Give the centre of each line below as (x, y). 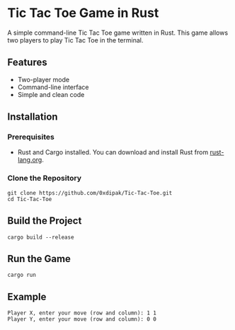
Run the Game (39, 259)
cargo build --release (41, 237)
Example (27, 296)
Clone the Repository (45, 178)
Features (27, 63)
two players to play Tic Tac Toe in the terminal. (75, 40)
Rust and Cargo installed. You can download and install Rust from (113, 152)
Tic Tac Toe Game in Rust (83, 13)
